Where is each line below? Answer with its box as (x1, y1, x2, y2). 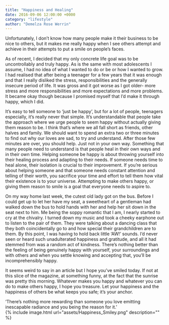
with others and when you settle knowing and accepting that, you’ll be (5, 252, 151, 258)
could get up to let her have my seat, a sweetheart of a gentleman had (5, 199, 151, 205)
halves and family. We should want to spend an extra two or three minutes (5, 130, 159, 136)
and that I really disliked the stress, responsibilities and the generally (5, 77, 147, 83)
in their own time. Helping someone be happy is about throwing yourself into (5, 151, 164, 157)
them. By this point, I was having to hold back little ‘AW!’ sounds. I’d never (5, 231, 158, 237)
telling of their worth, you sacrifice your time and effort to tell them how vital (5, 173, 163, 179)
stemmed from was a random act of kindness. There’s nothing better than (5, 242, 158, 248)
